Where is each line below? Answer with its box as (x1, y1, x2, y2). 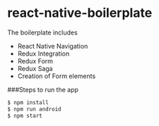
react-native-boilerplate (7, 5, 153, 21)
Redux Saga (17, 64, 53, 73)
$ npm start (7, 112, 42, 119)
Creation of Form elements (17, 72, 96, 80)
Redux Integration (17, 49, 70, 58)
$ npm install (7, 99, 49, 106)
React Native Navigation (17, 42, 88, 50)
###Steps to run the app (7, 85, 79, 94)
